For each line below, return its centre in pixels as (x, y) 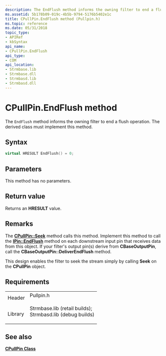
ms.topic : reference (26, 23)
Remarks (19, 224)
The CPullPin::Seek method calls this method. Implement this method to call (83, 236)
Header (16, 298)
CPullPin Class (21, 349)
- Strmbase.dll (21, 74)
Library (16, 313)
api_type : (15, 56)
